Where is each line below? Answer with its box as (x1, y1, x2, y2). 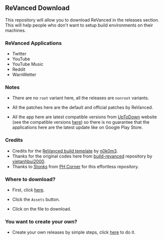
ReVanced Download (5, 4, 70, 12)
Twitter (12, 51, 27, 57)
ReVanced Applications (5, 39, 62, 46)
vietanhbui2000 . (12, 158, 46, 164)
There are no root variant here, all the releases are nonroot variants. (12, 95, 149, 101)
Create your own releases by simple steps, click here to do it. (12, 229, 136, 235)
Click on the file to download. (12, 206, 71, 212)
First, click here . (12, 187, 45, 193)
